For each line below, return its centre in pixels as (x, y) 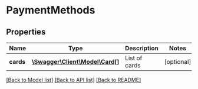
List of (133, 58)
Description (142, 48)
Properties (26, 32)
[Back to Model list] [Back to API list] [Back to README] (74, 80)
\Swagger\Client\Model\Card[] (75, 62)
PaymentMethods (51, 10)
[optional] (178, 62)
